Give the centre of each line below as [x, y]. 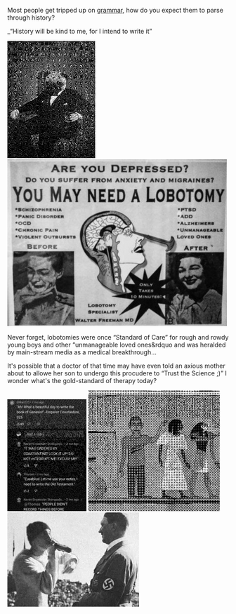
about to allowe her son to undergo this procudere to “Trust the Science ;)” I [117, 373]
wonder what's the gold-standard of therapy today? [82, 380]
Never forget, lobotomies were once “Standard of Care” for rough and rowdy [118, 337]
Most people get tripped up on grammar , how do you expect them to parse [115, 10]
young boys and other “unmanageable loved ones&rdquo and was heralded [117, 345]
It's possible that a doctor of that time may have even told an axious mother [117, 366]
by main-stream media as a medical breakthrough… [82, 352]
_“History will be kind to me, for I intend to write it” [80, 31]
